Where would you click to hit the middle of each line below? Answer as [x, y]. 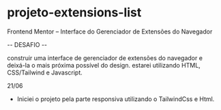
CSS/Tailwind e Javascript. [45, 72]
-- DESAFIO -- [27, 44]
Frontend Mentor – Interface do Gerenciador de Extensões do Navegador [110, 31]
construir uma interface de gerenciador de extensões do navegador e [105, 58]
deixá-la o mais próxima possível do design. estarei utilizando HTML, [104, 65]
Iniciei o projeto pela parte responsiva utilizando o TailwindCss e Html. [116, 99]
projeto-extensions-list [74, 13]
